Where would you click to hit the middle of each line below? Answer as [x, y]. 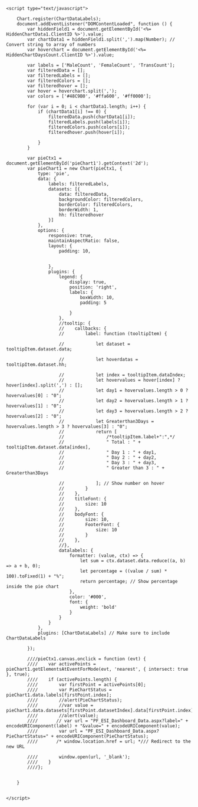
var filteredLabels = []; [59, 76]
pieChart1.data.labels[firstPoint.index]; [59, 695]
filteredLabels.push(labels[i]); [89, 122]
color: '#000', [88, 597]
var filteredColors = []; [59, 81]
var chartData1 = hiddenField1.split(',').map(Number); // [101, 40]
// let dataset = [95, 344]
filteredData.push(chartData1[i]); [92, 117]
